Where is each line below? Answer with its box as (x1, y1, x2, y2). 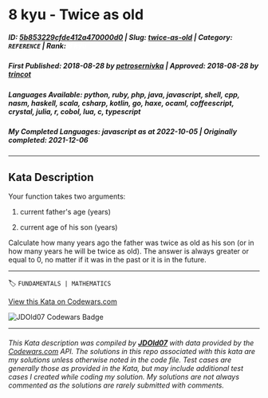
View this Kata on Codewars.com (8, 297, 118, 306)
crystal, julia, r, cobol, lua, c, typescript (8, 106, 141, 116)
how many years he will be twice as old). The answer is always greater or (8, 246, 250, 256)
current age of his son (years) (19, 223, 118, 232)
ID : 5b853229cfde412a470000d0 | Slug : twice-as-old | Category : (8, 32, 233, 41)
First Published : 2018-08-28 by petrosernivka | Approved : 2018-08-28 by (8, 61, 259, 71)
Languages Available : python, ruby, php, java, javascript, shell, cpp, (8, 89, 240, 99)
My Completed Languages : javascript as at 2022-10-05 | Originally (8, 126, 238, 136)
